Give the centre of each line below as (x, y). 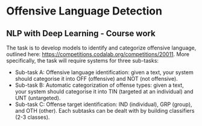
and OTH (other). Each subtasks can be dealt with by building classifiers (105, 111)
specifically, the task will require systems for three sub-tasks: (82, 61)
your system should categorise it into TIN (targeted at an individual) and (104, 91)
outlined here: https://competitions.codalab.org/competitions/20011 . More (98, 54)
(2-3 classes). (32, 117)
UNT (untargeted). (38, 98)
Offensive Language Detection (84, 11)
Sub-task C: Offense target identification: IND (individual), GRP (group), (103, 104)
